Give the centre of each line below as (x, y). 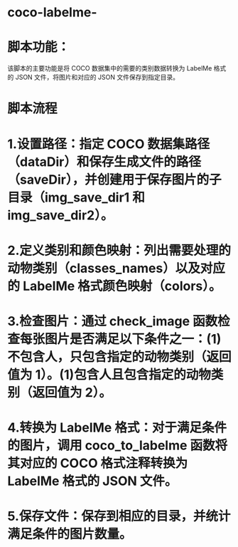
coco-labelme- (52, 12)
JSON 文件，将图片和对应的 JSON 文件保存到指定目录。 (97, 77)
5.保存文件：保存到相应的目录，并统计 (119, 516)
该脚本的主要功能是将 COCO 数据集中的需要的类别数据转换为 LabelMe (110, 68)
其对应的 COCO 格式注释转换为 (98, 463)
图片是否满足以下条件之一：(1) (133, 339)
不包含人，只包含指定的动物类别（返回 (120, 356)
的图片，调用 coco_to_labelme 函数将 (118, 446)
